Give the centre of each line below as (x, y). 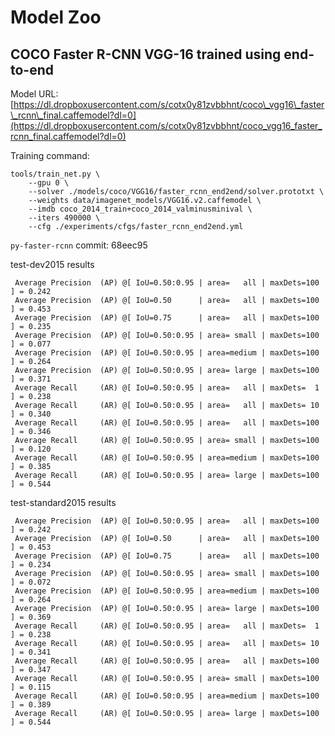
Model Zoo (56, 17)
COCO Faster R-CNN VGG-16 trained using (146, 54)
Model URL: (34, 94)
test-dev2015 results (52, 264)
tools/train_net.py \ (55, 174)
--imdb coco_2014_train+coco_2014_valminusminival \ (140, 209)
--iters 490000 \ (64, 218)
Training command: (50, 155)
